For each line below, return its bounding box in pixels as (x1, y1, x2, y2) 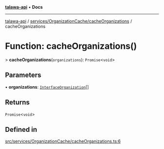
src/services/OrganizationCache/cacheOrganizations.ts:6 (5, 138, 121, 144)
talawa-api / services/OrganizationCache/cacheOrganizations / (5, 18, 132, 24)
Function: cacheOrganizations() (5, 41, 137, 52)
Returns (5, 98, 30, 107)
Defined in (5, 125, 38, 134)
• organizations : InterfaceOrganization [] (5, 84, 89, 90)
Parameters (5, 71, 41, 79)
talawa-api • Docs (5, 4, 43, 10)
